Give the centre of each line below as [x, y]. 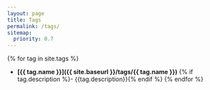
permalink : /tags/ [33, 26]
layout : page [26, 13]
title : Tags [24, 20]
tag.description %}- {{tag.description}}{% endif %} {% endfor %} [110, 79]
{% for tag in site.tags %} [43, 58]
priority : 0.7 [33, 39]
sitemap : [20, 33]
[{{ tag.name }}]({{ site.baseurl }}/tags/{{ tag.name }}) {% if [105, 72]
